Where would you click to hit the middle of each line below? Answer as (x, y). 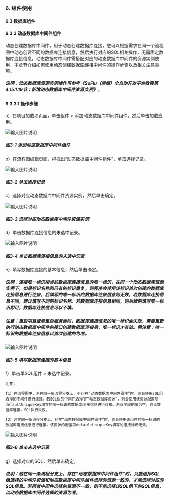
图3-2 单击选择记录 (25, 182)
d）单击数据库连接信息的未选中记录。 (44, 233)
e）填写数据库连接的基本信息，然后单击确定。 (53, 270)
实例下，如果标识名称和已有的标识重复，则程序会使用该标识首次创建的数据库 (84, 288)
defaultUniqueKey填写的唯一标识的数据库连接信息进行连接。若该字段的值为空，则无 (81, 405)
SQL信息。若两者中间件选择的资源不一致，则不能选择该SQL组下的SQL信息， (84, 486)
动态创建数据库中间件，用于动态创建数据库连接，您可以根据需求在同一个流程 (84, 45)
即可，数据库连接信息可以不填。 (42, 307)
